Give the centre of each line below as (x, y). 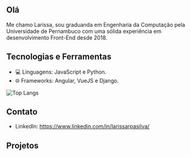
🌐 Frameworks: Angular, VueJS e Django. (67, 80)
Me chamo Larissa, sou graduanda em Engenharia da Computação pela (96, 24)
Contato (22, 112)
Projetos (22, 145)
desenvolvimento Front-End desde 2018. (57, 37)
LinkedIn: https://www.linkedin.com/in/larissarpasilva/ (82, 127)
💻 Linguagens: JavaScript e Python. (61, 72)
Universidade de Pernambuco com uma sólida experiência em (84, 31)
